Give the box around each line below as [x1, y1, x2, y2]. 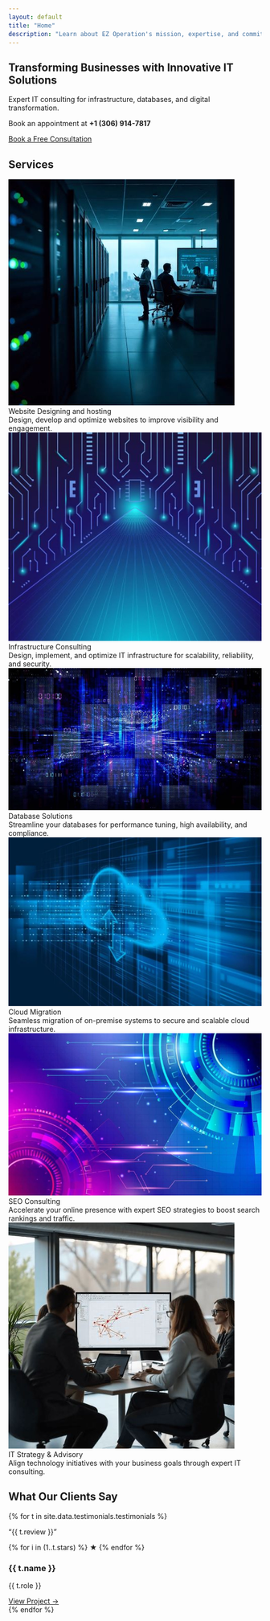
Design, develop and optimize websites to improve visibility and [8, 415, 219, 424]
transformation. [8, 103, 59, 113]
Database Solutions [8, 812, 73, 821]
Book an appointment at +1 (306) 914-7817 [8, 119, 151, 129]
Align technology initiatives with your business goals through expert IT [8, 1458, 241, 1467]
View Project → [8, 1596, 59, 1606]
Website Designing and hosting [8, 407, 112, 415]
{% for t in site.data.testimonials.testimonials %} [8, 1511, 168, 1521]
